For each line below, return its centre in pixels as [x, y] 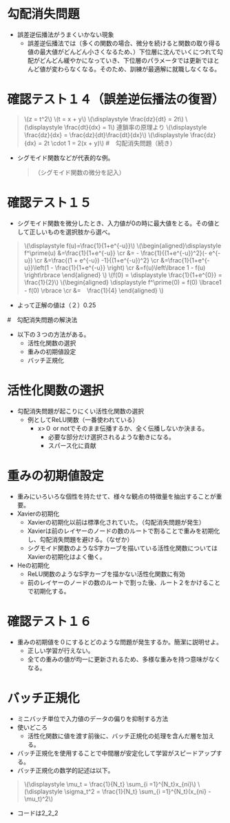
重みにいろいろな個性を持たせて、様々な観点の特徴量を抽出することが [117, 496]
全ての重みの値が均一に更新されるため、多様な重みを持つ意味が [118, 659]
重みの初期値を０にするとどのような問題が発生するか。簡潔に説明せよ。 [119, 642]
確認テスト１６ [50, 621]
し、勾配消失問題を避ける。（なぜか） [80, 539]
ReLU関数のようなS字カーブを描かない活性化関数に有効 [106, 573]
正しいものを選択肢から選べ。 [72, 232]
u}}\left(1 [36, 267]
